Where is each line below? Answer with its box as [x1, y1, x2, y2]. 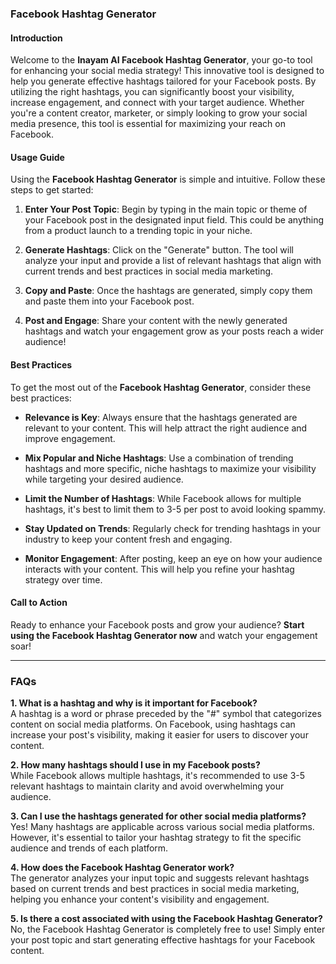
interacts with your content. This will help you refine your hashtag [24, 563, 295, 575]
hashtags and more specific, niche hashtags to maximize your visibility [24, 462, 317, 474]
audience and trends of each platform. [10, 842, 169, 854]
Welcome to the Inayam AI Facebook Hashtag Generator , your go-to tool [10, 54, 313, 66]
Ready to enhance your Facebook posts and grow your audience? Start [10, 618, 305, 631]
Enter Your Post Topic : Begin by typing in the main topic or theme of [24, 203, 308, 216]
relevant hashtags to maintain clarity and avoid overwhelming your [10, 780, 285, 792]
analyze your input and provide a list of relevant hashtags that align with [24, 255, 322, 267]
